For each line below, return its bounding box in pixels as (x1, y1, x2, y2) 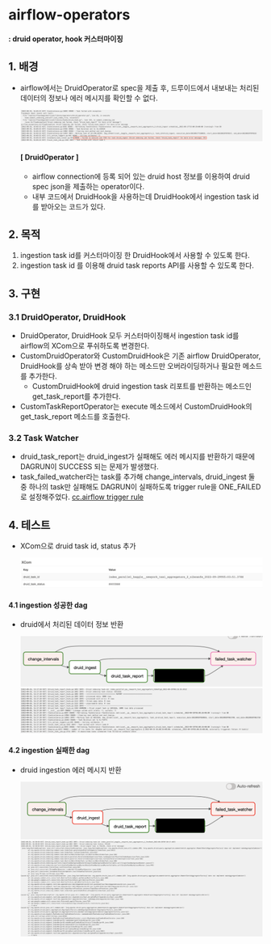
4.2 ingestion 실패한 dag (8, 746, 90, 756)
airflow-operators (8, 6, 131, 24)
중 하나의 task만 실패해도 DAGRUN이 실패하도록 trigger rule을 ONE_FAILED (19, 482, 261, 492)
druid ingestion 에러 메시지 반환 (19, 764, 123, 774)
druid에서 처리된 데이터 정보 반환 (19, 620, 124, 629)
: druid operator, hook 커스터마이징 (8, 34, 123, 44)
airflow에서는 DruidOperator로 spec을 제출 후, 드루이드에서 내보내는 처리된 (19, 83, 260, 92)
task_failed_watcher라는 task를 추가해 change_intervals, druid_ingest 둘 (19, 472, 256, 482)
